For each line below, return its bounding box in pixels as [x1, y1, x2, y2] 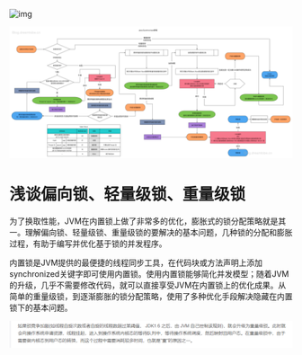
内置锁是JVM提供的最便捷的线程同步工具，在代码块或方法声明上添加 [9, 257, 263, 269]
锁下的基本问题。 [9, 302, 73, 314]
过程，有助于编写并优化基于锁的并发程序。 [9, 238, 167, 249]
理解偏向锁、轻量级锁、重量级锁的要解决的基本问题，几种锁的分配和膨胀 [24, 227, 293, 238]
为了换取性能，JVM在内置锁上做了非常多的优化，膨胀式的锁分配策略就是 [9, 216, 279, 226]
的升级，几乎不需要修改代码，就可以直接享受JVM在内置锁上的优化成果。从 [9, 280, 287, 291]
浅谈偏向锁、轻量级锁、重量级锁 [9, 184, 246, 205]
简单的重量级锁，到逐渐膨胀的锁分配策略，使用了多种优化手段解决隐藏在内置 [9, 291, 293, 302]
